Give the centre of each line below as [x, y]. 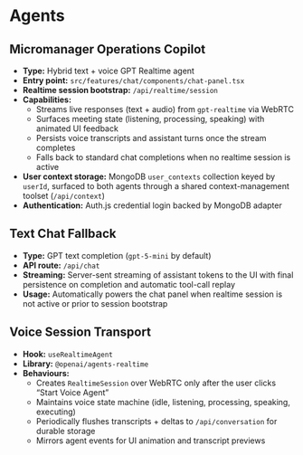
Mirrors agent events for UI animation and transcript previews [151, 441]
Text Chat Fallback [63, 234]
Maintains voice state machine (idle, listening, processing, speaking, [163, 402]
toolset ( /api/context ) [64, 196]
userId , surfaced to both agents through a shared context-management [156, 186]
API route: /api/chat [61, 265]
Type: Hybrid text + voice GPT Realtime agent [108, 71]
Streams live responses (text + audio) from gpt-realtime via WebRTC [165, 109]
